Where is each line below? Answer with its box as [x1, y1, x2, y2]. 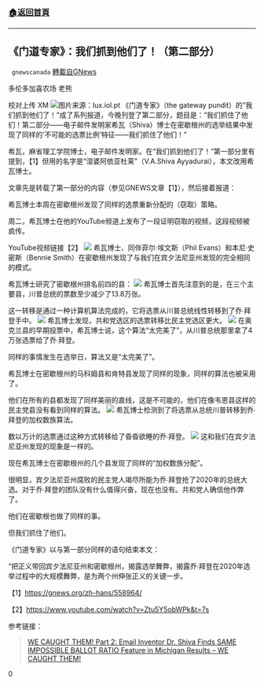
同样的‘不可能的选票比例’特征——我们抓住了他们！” [21, 130, 187, 139]
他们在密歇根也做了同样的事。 [8, 511, 104, 521]
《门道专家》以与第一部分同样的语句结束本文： [8, 545, 159, 554]
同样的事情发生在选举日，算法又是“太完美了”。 [8, 352, 159, 362]
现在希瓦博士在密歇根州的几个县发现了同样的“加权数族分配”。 [8, 459, 207, 468]
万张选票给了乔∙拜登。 [8, 336, 79, 345]
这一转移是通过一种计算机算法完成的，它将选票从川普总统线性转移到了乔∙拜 [8, 306, 251, 315]
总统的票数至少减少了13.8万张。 [42, 289, 145, 299]
